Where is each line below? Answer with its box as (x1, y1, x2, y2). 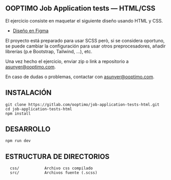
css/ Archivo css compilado (10, 166, 93, 171)
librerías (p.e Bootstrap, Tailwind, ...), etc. (5, 48, 92, 54)
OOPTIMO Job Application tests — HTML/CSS (5, 4, 156, 13)
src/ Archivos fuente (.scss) (10, 170, 98, 175)
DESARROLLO (5, 125, 51, 133)
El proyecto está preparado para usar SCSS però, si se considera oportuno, (5, 37, 165, 43)
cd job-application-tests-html (5, 106, 72, 111)
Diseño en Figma (12, 28, 49, 34)
